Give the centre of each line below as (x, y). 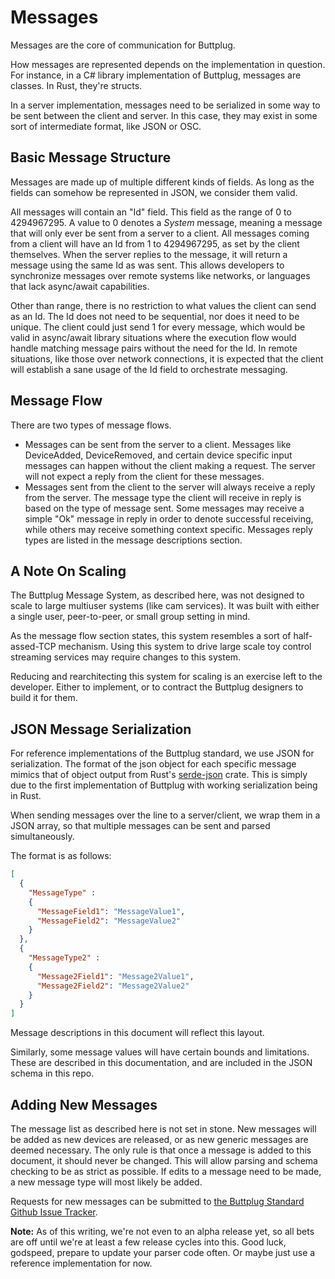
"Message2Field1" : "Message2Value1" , (115, 976)
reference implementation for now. (81, 1263)
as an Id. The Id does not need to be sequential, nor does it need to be (155, 316)
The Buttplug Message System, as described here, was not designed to (157, 595)
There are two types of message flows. (91, 425)
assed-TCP (33, 647)
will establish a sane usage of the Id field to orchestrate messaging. (149, 369)
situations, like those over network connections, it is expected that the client (167, 358)
